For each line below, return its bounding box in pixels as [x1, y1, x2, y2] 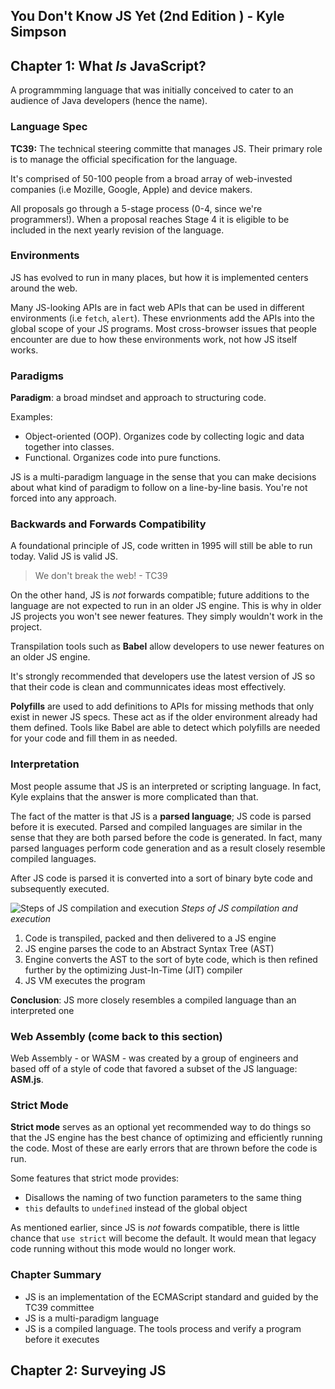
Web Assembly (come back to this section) [10, 1029, 223, 1043]
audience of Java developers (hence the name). [10, 95, 208, 107]
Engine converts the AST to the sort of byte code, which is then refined [24, 953, 318, 965]
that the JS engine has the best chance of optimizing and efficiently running [10, 1132, 323, 1144]
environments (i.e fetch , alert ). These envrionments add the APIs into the [10, 312, 315, 324]
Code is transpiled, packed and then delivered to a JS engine [24, 932, 277, 944]
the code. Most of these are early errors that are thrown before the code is [10, 1142, 318, 1154]
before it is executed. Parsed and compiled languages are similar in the [10, 820, 303, 833]
